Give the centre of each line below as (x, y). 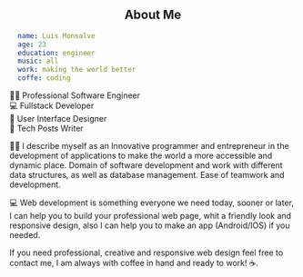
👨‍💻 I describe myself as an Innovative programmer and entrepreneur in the (149, 146)
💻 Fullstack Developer (52, 106)
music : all (38, 61)
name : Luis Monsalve (56, 35)
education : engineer (56, 53)
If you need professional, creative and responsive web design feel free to (146, 252)
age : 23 (32, 45)
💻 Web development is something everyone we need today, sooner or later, (151, 203)
